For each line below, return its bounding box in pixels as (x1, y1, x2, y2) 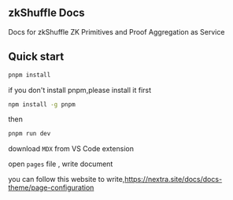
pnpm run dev (8, 130, 51, 138)
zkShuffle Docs (8, 6, 85, 20)
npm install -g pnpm (8, 100, 76, 109)
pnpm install (8, 71, 51, 79)
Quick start (8, 50, 65, 64)
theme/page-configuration (8, 183, 94, 192)
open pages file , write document (8, 159, 113, 169)
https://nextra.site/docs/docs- (124, 175, 223, 184)
